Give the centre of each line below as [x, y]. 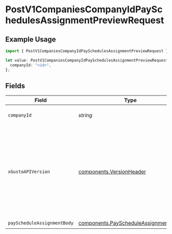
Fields [15, 86]
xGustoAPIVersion [29, 172]
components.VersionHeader [112, 172]
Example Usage [31, 39]
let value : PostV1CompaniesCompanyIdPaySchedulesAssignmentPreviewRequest [87, 60]
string [85, 115]
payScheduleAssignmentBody [41, 223]
